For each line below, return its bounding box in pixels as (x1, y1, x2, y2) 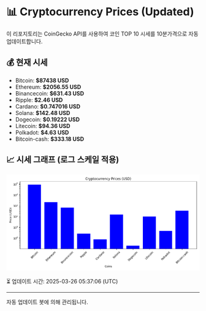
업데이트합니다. (6, 37, 43, 45)
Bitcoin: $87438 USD (15, 77, 69, 84)
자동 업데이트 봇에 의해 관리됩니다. (6, 298, 88, 305)
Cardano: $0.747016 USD (15, 102, 81, 110)
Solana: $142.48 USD (15, 109, 71, 116)
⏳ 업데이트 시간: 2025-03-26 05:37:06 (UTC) (6, 277, 118, 285)
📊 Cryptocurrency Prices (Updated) (6, 5, 194, 19)
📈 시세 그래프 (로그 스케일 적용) (6, 154, 120, 165)
